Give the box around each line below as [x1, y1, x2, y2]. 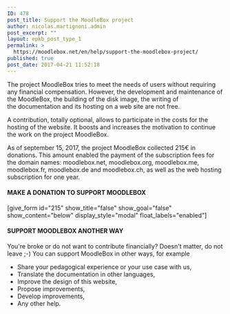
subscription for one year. [7, 173, 81, 181]
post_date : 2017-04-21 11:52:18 [7, 61, 100, 68]
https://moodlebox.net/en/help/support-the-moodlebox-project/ [13, 49, 198, 56]
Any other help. [17, 300, 61, 308]
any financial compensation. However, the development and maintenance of [7, 87, 223, 96]
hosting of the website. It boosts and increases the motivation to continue [7, 123, 216, 131]
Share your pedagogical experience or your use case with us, [17, 263, 192, 271]
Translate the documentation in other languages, [17, 270, 156, 279]
